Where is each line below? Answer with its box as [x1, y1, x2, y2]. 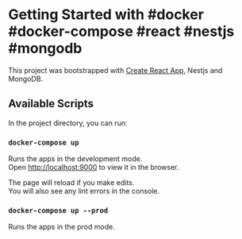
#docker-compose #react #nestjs [8, 22, 235, 40]
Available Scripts [8, 97, 94, 110]
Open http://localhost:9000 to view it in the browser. [8, 163, 179, 172]
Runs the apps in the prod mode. [8, 222, 115, 232]
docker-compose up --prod [8, 206, 109, 215]
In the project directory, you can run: [8, 118, 128, 128]
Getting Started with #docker [8, 6, 205, 24]
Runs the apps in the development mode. [8, 154, 143, 164]
